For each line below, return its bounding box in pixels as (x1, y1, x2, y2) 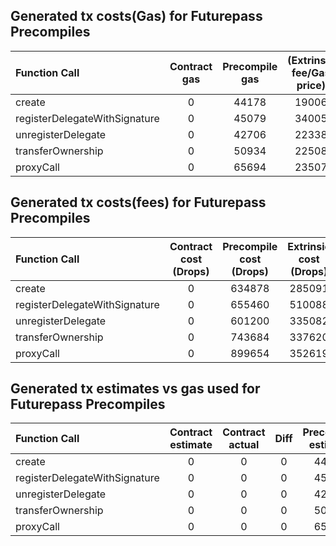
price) (296, 78, 326, 92)
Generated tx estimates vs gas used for (10, 380, 261, 398)
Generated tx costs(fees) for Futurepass (10, 194, 267, 211)
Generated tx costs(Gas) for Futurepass (10, 8, 263, 25)
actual (228, 438, 260, 452)
